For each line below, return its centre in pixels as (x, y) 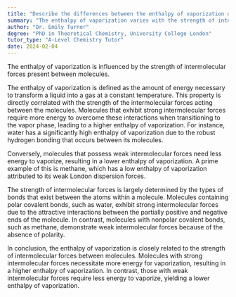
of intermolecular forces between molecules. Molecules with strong (105, 255)
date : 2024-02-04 (33, 46)
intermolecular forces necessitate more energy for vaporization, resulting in (117, 263)
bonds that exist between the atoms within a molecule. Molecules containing (118, 197)
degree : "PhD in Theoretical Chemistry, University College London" (110, 33)
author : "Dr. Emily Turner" (48, 27)
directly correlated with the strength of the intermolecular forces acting (110, 102)
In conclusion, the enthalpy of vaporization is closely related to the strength (116, 248)
